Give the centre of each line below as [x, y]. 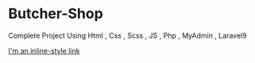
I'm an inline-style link [44, 50]
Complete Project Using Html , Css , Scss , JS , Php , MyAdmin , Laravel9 [128, 35]
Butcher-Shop [56, 14]
